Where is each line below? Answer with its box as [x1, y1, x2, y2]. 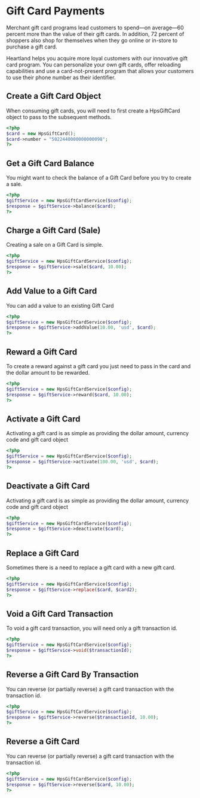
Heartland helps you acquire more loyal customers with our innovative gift [6, 54, 188, 62]
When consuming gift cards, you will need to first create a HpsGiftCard [6, 107, 180, 114]
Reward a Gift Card [6, 347, 78, 357]
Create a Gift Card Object [6, 91, 101, 101]
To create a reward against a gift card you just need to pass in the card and [6, 363, 191, 369]
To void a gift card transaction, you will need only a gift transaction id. [6, 624, 178, 632]
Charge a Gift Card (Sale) [6, 225, 101, 235]
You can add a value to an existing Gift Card [6, 302, 115, 309]
